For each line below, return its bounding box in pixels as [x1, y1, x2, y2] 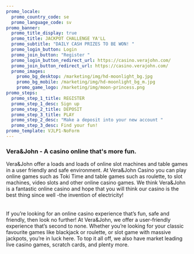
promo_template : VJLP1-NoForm [6, 128, 80, 134]
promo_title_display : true [11, 30, 77, 36]
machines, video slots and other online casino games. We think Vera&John [6, 179, 186, 186]
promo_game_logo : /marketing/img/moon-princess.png [16, 85, 145, 91]
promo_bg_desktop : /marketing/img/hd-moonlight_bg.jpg [16, 74, 153, 79]
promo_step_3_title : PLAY [11, 112, 75, 117]
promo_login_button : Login [11, 47, 77, 53]
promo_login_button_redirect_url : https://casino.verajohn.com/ [11, 57, 171, 63]
